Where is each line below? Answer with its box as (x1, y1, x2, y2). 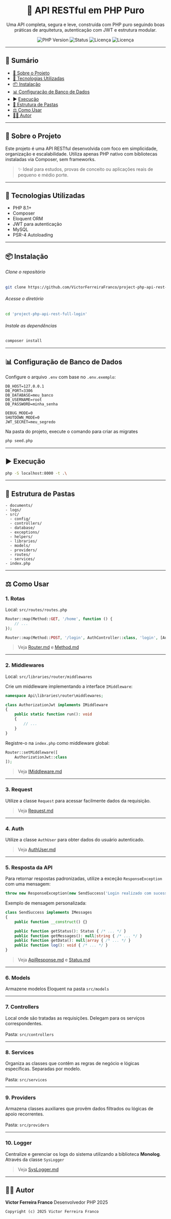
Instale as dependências (5, 322, 57, 328)
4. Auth (5, 825, 24, 832)
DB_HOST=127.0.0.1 (5, 383, 44, 389)
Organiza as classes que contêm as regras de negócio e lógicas (5, 1060, 139, 1066)
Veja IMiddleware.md (17, 768, 62, 774)
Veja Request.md (17, 808, 53, 814)
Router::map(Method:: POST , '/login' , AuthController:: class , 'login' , (5, 635, 158, 640)
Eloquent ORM (12, 216, 43, 222)
